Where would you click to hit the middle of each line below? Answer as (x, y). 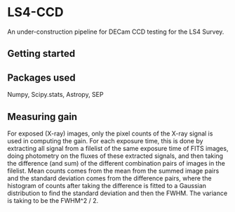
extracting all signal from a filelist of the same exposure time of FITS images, (118, 148)
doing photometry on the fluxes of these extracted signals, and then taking (115, 156)
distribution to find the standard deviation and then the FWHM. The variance (117, 193)
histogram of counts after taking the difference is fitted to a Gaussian (107, 185)
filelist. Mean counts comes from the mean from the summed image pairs (113, 171)
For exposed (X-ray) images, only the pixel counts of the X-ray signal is (110, 133)
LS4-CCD (35, 12)
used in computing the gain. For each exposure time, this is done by (105, 140)
